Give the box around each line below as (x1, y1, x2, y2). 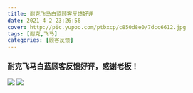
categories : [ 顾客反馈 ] (7, 37, 73, 44)
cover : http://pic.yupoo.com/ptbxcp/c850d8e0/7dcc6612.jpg (7, 23, 187, 31)
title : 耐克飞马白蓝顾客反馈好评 (7, 10, 94, 18)
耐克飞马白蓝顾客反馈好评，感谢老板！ (7, 62, 139, 72)
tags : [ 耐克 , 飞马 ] (7, 30, 58, 38)
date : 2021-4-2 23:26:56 (7, 17, 81, 24)
